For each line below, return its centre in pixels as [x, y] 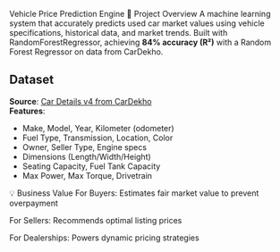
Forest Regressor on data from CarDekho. [86, 52]
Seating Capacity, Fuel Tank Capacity [91, 166]
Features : [27, 111]
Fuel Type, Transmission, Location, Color [98, 138]
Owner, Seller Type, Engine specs [85, 147]
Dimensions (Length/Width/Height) [87, 156]
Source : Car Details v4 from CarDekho [81, 101]
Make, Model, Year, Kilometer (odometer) [98, 128]
